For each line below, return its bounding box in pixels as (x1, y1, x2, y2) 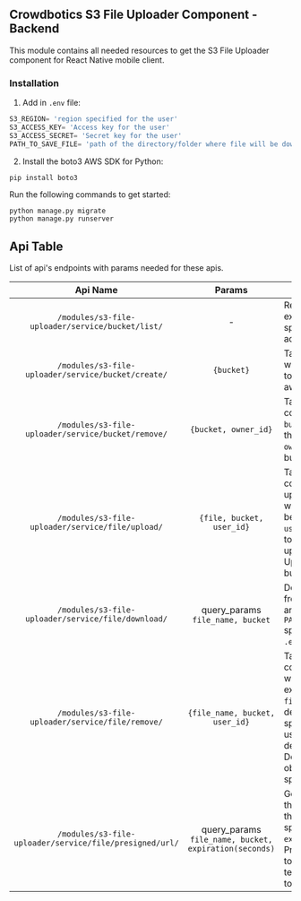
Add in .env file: (21, 98, 81, 108)
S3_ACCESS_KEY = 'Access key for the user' (9, 123, 170, 132)
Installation (9, 76, 60, 89)
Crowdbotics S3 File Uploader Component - (9, 7, 258, 22)
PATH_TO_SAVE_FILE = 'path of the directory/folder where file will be (9, 139, 279, 149)
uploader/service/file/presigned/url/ (13, 838, 179, 848)
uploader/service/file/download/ (25, 614, 168, 624)
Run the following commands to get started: (9, 189, 171, 200)
